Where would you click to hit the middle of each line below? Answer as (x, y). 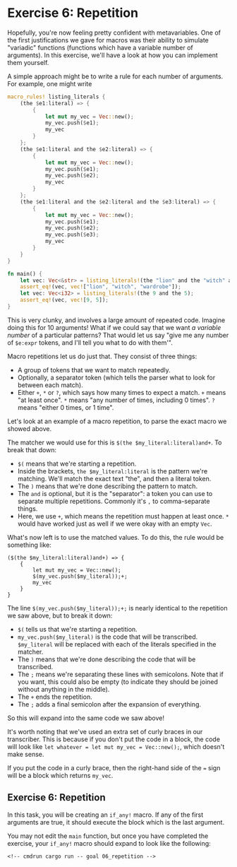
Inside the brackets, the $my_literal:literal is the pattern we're (113, 471)
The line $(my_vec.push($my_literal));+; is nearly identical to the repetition (117, 608)
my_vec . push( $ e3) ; (72, 235)
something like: (29, 545)
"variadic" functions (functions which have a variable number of (101, 47)
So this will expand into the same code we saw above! (86, 718)
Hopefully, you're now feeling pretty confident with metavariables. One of (114, 33)
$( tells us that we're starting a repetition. (77, 629)
